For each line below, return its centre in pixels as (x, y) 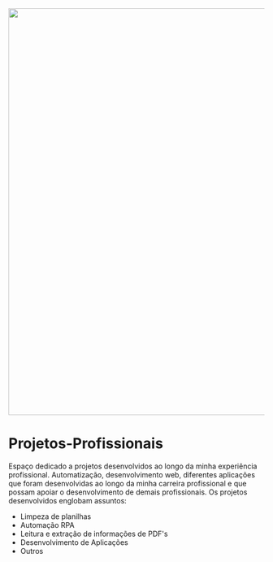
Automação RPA (47, 525)
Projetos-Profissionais (86, 444)
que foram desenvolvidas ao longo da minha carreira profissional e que (128, 483)
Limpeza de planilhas (56, 516)
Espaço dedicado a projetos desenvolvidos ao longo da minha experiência (133, 466)
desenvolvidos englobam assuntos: (68, 500)
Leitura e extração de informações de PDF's (94, 534)
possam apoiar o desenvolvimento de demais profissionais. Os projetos (128, 492)
